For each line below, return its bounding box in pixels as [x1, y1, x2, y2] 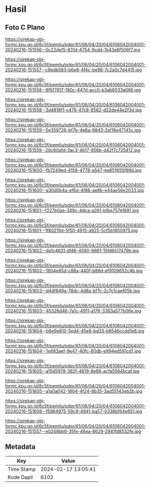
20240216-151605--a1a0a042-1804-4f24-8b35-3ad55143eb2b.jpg [5, 388, 143, 394]
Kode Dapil [7, 474, 33, 481]
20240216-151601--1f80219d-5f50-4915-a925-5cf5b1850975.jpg [5, 227, 138, 233]
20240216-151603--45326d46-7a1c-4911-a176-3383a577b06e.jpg [5, 308, 141, 313]
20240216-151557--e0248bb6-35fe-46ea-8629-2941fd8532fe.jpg [5, 429, 142, 434]
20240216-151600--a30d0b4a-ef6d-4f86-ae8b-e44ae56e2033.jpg [5, 187, 144, 193]
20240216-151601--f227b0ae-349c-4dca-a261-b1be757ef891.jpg [5, 208, 139, 213]
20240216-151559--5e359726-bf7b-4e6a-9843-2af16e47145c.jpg [5, 127, 141, 133]
